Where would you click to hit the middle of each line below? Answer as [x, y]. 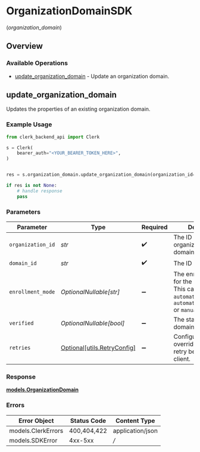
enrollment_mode [32, 292]
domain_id [23, 263]
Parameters [23, 211]
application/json [135, 431]
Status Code [88, 420]
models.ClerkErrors [36, 431]
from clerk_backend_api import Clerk [53, 137]
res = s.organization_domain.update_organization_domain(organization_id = [101, 175]
